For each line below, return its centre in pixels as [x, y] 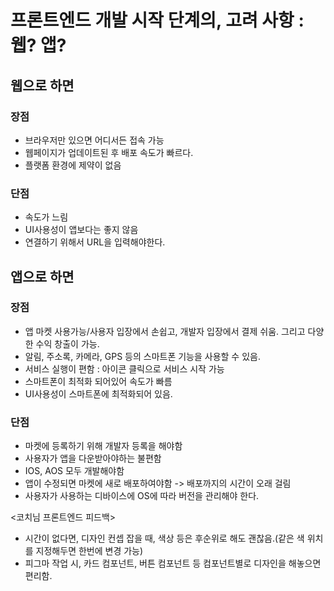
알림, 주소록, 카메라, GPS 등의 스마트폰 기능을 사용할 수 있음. [142, 356]
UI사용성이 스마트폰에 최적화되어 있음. [98, 393]
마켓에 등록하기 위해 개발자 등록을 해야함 [103, 446]
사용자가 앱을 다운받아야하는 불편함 [93, 458]
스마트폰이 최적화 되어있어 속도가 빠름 [98, 381]
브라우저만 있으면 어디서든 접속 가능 [94, 140]
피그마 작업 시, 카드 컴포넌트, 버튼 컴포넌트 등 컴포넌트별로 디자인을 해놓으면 [173, 563]
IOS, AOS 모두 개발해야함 [74, 471]
